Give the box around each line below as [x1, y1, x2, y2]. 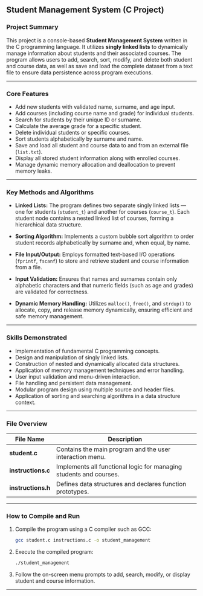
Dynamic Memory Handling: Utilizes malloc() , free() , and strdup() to [14, 300, 192, 307]
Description [108, 435, 143, 443]
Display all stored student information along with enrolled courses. [14, 154, 180, 162]
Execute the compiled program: [14, 548, 94, 556]
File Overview [6, 419, 48, 428]
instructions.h [9, 483, 51, 492]
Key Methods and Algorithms [6, 188, 94, 196]
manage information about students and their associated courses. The [6, 50, 181, 57]
